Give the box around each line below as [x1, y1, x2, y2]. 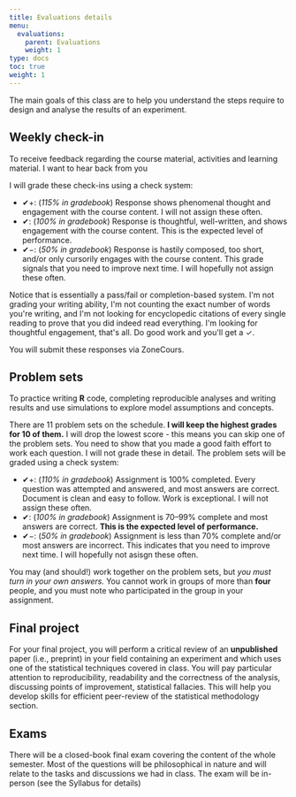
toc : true [9, 63, 46, 72]
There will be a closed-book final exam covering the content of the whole [9, 749, 277, 760]
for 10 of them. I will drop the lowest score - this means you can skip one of [9, 429, 285, 440]
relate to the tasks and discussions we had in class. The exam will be [9, 769, 260, 778]
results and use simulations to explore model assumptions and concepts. [9, 402, 275, 413]
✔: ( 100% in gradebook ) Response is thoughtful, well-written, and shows [21, 216, 288, 226]
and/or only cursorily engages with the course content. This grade [21, 253, 264, 264]
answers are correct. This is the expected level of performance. [21, 521, 259, 532]
